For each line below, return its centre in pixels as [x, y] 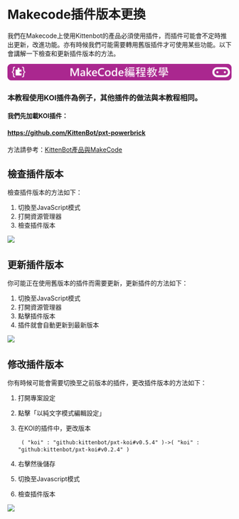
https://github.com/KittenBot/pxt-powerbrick [76, 132]
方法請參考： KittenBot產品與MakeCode [65, 150]
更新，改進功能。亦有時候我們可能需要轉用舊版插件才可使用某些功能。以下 [122, 44]
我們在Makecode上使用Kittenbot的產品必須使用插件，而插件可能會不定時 [114, 36]
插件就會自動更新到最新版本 [58, 325]
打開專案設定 [36, 398]
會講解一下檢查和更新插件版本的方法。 [63, 53]
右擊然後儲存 [36, 464]
